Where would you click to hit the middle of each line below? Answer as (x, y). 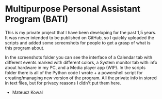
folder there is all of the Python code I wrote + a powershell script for (74, 72)
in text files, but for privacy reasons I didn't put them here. (63, 83)
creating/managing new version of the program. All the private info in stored (81, 78)
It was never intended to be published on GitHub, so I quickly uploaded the (80, 38)
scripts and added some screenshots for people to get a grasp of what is (78, 42)
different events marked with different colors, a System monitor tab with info (81, 62)
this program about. (25, 48)
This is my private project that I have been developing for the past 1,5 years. (81, 32)
